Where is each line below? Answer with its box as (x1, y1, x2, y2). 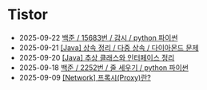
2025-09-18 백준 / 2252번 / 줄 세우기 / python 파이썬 (18, 62, 189, 72)
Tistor (7, 6, 49, 24)
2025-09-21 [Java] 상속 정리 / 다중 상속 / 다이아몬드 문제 (18, 42, 199, 53)
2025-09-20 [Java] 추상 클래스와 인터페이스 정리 (18, 53, 175, 62)
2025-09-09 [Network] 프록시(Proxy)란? (18, 72, 151, 82)
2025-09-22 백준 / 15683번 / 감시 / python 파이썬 (18, 33, 178, 42)
